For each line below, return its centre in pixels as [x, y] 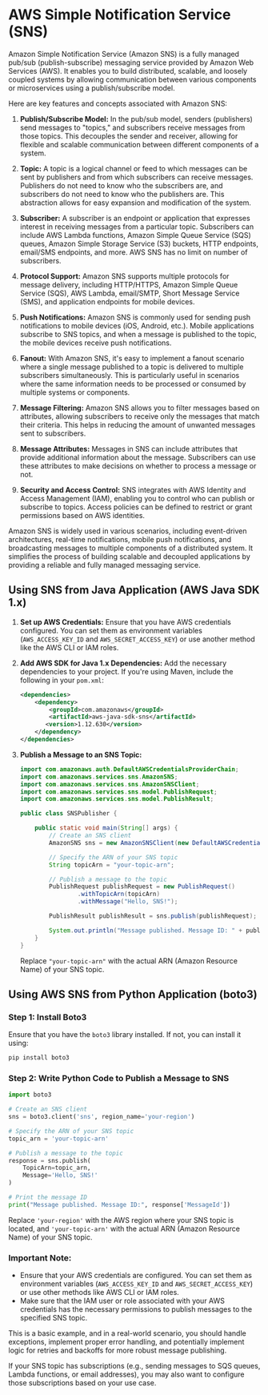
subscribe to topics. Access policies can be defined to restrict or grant [136, 507]
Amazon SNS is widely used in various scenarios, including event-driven [128, 531]
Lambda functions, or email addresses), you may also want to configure [127, 1374]
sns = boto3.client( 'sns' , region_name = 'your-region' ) [102, 1117]
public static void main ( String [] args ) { [106, 828]
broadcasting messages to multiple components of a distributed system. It [131, 548]
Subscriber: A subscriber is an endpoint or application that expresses [135, 218]
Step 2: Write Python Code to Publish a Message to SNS [119, 1078]
